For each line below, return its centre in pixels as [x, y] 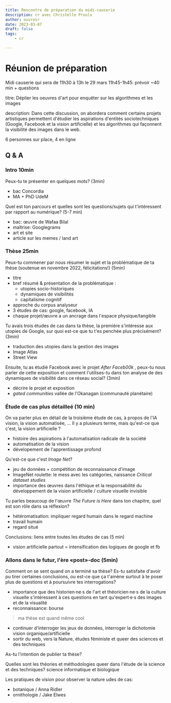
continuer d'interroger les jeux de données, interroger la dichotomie [84, 628]
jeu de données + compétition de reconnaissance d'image [74, 469]
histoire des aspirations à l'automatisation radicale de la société [79, 439]
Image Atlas [25, 352]
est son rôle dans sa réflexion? [38, 506]
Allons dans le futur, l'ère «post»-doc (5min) [62, 560]
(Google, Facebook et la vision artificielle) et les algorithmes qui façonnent [83, 124]
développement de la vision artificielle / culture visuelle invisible [80, 491]
